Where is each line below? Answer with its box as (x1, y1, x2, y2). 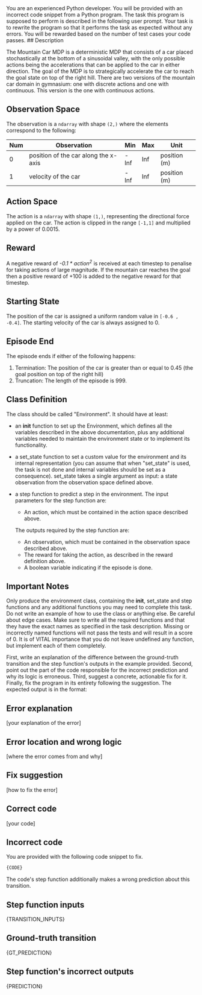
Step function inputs (6, 900, 85, 910)
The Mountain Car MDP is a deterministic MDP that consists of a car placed (6, 48, 194, 55)
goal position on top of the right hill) (14, 370, 104, 377)
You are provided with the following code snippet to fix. (6, 853, 143, 861)
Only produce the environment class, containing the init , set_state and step (6, 597, 192, 604)
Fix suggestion (6, 770, 63, 780)
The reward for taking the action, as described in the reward (23, 551, 173, 558)
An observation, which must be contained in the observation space (23, 538, 191, 545)
